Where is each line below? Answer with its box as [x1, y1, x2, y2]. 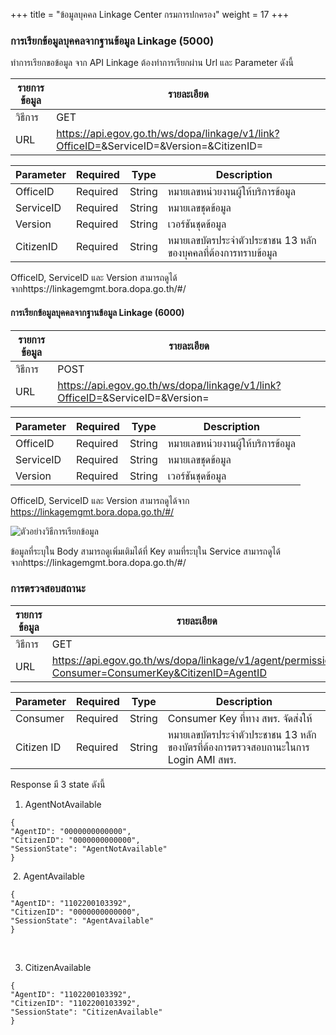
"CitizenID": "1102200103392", [10, 998, 141, 1008]
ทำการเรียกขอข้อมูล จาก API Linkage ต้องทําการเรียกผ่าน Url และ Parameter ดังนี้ [10, 57, 294, 69]
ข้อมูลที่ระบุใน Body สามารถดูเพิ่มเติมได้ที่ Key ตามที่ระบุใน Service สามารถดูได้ [10, 545, 281, 557]
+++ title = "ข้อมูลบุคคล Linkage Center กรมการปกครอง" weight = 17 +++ [10, 9, 290, 20]
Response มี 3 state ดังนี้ [10, 778, 106, 790]
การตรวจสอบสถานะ [10, 582, 86, 596]
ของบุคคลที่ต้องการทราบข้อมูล [167, 246, 278, 260]
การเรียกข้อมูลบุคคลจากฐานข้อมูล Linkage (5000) [10, 34, 215, 48]
